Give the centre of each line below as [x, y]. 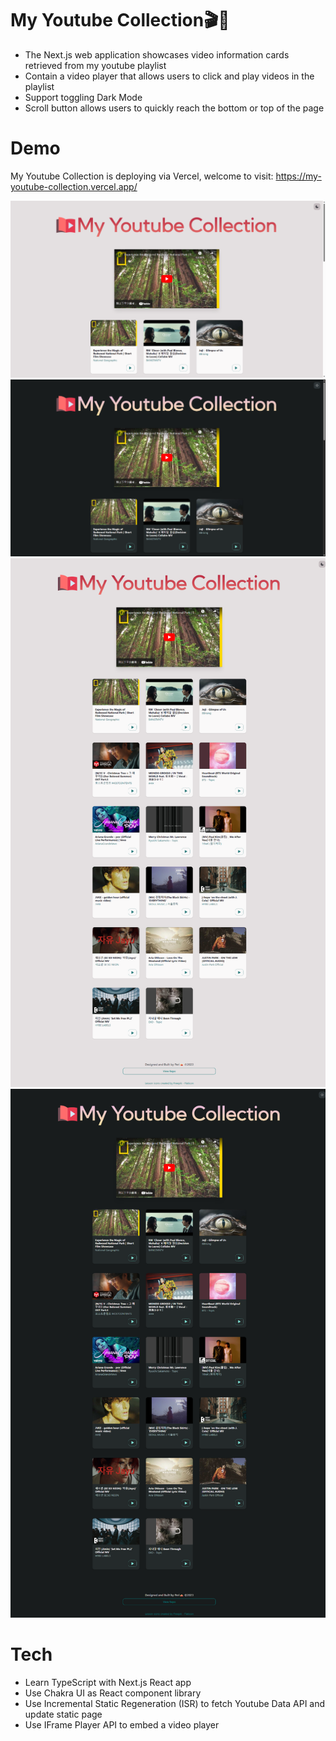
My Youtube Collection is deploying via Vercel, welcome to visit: [142, 176]
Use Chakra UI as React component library [113, 1693]
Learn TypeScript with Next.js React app [108, 1682]
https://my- [298, 176]
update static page [63, 1714]
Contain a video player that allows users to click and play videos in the [169, 76]
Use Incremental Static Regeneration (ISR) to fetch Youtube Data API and [175, 1703]
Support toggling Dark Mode [83, 97]
